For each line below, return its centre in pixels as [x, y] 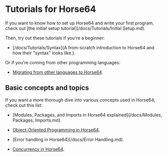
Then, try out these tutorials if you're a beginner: [55, 38]
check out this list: [24, 105]
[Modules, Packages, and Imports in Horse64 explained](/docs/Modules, [87, 115]
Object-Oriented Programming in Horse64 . [56, 130]
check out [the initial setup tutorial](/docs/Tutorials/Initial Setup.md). [75, 28]
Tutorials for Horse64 [51, 9]
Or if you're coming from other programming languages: [63, 62]
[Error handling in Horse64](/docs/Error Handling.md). [68, 139]
